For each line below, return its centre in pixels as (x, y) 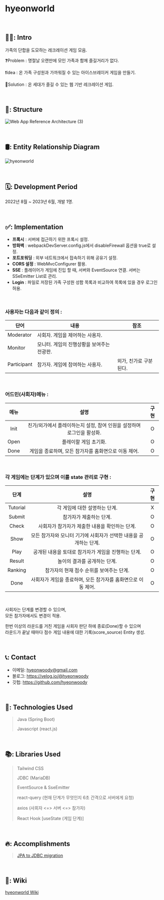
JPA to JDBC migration (40, 856)
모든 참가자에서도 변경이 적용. (33, 615)
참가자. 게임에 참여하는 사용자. (70, 365)
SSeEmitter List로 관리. (35, 276)
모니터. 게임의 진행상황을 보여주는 (74, 344)
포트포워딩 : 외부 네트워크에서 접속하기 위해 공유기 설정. (65, 258)
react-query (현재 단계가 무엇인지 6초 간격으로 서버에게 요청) (75, 797)
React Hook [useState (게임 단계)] (50, 819)
